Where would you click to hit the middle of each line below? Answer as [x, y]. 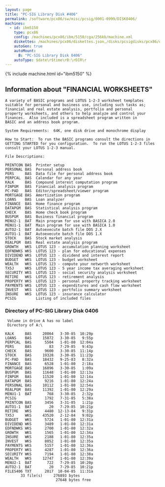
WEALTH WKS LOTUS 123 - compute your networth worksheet [68, 264]
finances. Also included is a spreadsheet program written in [71, 118]
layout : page [18, 10]
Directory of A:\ [25, 325]
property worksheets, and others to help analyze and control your [76, 114]
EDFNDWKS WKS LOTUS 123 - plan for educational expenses [66, 251]
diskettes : [25, 42]
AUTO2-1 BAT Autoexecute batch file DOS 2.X [54, 230]
